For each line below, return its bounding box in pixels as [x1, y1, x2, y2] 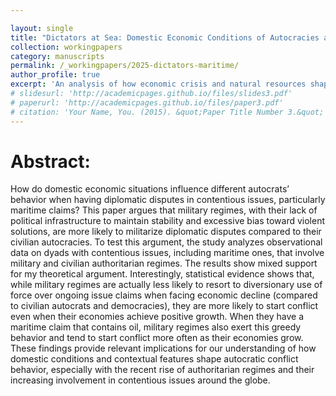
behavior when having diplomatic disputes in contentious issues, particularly [10, 194, 326, 206]
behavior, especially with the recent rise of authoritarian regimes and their [10, 364, 315, 376]
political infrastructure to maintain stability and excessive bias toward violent [10, 215, 326, 227]
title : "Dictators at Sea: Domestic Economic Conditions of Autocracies [10, 32, 320, 43]
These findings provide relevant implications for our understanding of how [10, 342, 317, 355]
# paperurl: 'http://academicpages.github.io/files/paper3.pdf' [10, 97, 284, 108]
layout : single [10, 23, 74, 33]
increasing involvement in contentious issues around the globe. [10, 374, 271, 386]
